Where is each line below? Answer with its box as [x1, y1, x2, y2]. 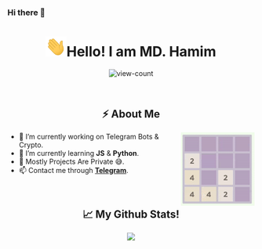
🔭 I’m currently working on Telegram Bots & [18, 132, 159, 142]
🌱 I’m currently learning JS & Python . [18, 149, 140, 158]
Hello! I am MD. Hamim [66, 42, 217, 60]
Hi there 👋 [7, 7, 46, 18]
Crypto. [18, 140, 44, 150]
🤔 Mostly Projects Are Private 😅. [18, 157, 125, 167]
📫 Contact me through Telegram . [18, 166, 129, 175]
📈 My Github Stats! [82, 207, 180, 221]
